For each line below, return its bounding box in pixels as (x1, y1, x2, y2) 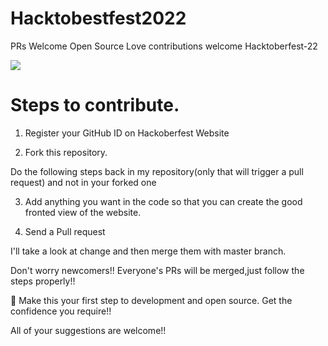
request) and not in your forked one (10, 176, 157, 188)
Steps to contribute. (10, 94, 180, 117)
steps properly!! (10, 275, 76, 287)
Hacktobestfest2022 (10, 7, 187, 30)
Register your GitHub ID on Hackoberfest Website (24, 127, 230, 139)
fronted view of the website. (24, 206, 142, 218)
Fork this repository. (24, 146, 108, 158)
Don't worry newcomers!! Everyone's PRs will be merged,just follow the (10, 264, 305, 276)
